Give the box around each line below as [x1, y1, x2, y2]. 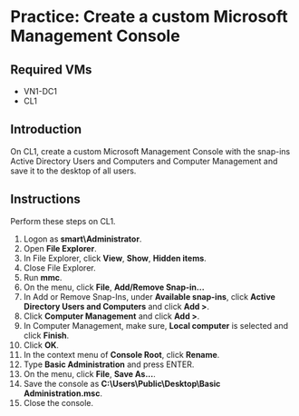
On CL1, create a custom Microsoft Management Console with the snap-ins [10, 145, 291, 156]
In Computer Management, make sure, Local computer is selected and [23, 320, 289, 331]
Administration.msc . [23, 388, 103, 399]
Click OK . [23, 339, 60, 351]
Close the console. [23, 397, 94, 408]
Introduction [10, 122, 82, 137]
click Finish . [23, 330, 70, 341]
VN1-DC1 [23, 86, 58, 96]
